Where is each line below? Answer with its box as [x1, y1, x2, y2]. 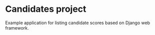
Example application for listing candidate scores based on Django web [5, 20, 150, 26]
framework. [5, 25, 29, 31]
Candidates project [5, 3, 86, 15]
